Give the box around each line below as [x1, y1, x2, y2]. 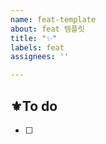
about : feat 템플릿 [10, 24, 85, 34]
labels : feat [10, 42, 65, 53]
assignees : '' [10, 52, 70, 62]
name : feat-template [10, 14, 97, 25]
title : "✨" [10, 33, 58, 43]
